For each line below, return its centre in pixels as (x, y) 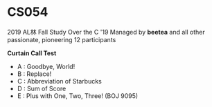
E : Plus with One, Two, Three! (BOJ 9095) (78, 96)
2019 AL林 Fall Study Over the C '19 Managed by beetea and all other (106, 32)
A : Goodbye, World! (46, 66)
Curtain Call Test (32, 53)
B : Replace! (34, 74)
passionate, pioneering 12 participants (62, 39)
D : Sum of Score (42, 88)
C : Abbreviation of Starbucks (59, 81)
